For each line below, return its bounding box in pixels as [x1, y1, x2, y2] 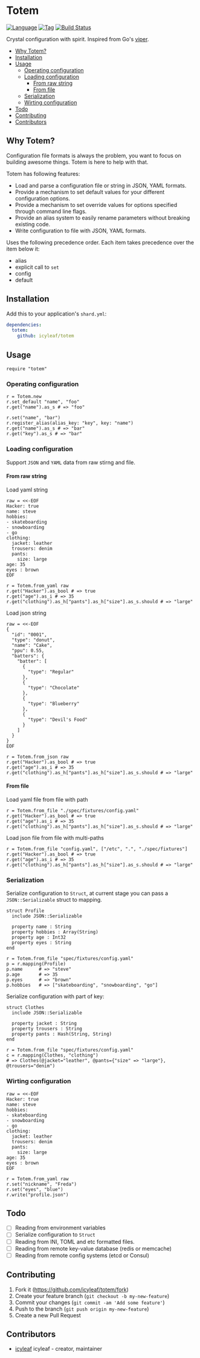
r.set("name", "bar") [6, 415, 61, 421]
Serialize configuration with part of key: [6, 993, 105, 1000]
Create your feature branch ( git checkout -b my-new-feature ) [15, 1292, 170, 1299]
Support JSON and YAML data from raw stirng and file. [6, 459, 136, 466]
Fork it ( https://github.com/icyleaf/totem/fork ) [15, 1286, 129, 1293]
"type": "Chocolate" [28, 684, 80, 691]
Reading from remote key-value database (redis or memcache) [15, 1245, 172, 1252]
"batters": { [11, 653, 45, 659]
